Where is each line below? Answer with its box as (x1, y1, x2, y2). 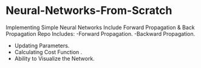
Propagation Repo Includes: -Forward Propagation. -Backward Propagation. (5, 30, 196, 37)
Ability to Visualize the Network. (14, 55, 95, 62)
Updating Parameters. (14, 42, 70, 49)
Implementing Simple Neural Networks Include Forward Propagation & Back (5, 24, 195, 31)
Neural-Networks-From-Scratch (5, 4, 172, 18)
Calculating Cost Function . (14, 48, 83, 55)
